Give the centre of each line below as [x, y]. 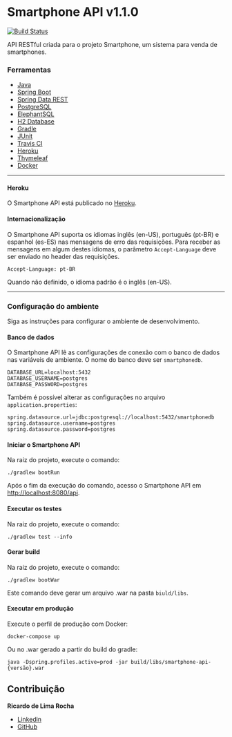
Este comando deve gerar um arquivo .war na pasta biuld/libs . [98, 593]
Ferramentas [29, 70]
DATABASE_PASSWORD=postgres [48, 385]
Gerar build [23, 552]
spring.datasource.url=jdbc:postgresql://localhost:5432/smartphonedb [111, 418]
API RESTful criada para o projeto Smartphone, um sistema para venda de [112, 44]
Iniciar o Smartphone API [44, 444]
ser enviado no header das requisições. [63, 256]
